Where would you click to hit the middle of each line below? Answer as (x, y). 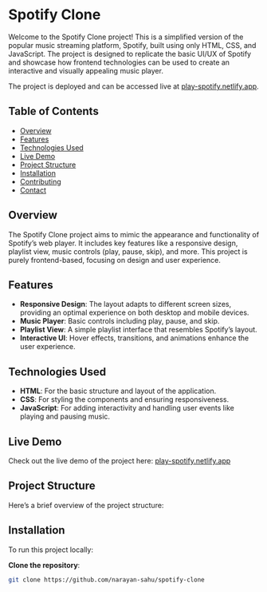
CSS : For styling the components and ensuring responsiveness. (124, 399)
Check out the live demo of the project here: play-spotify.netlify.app (120, 461)
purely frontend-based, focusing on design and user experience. (115, 260)
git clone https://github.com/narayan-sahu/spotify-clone (106, 580)
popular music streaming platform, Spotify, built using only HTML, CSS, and (132, 45)
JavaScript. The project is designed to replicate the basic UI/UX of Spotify (130, 54)
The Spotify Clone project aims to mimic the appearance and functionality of (134, 234)
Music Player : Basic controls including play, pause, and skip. (120, 321)
